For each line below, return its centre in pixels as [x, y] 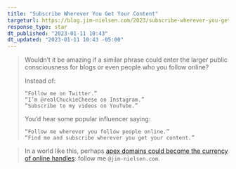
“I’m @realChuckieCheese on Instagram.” [84, 100]
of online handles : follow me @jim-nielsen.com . [92, 158]
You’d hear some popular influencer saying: [87, 119]
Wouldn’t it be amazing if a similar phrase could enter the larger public [126, 60]
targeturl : [23, 20]
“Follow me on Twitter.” [61, 94]
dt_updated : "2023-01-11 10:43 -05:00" [66, 40]
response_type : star [38, 27]
